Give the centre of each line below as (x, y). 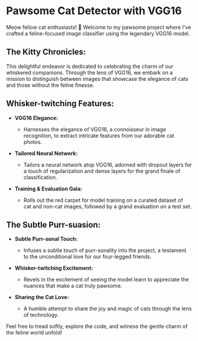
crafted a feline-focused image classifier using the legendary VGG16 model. (98, 33)
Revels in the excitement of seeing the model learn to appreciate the (106, 280)
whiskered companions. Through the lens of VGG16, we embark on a (89, 73)
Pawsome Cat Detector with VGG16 (94, 11)
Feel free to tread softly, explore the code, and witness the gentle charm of (97, 326)
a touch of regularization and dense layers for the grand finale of (102, 171)
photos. (33, 142)
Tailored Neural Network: (46, 153)
